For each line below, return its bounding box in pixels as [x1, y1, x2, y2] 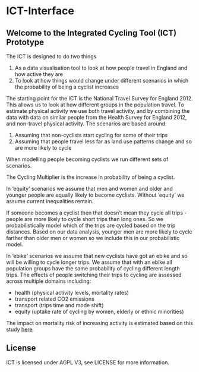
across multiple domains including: [6, 278, 91, 285]
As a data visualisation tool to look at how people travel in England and [14, 64, 188, 71]
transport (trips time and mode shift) [14, 302, 104, 308]
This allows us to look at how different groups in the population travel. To [6, 101, 184, 108]
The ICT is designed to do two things [6, 53, 97, 60]
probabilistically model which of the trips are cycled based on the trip [6, 222, 176, 229]
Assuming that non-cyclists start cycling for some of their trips [14, 132, 168, 138]
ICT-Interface [6, 4, 74, 18]
